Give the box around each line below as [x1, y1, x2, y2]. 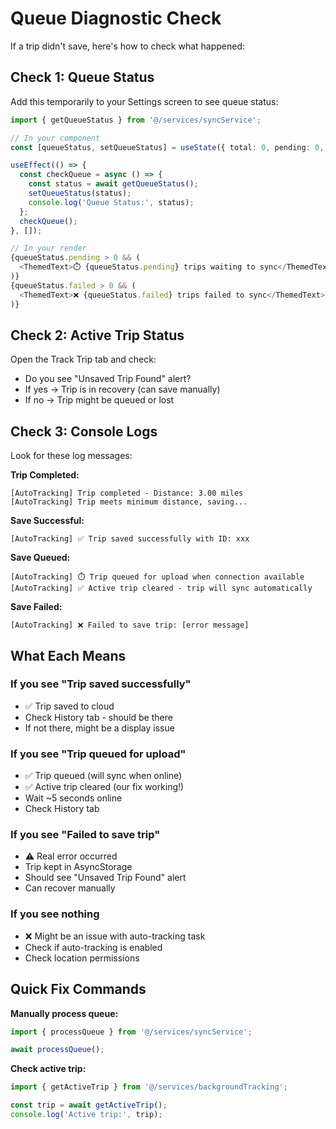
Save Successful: [10, 515, 85, 527]
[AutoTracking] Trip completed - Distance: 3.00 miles [10, 488, 244, 499]
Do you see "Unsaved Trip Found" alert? [24, 373, 192, 385]
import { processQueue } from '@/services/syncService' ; [10, 1027, 253, 1037]
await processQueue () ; [10, 1045, 105, 1055]
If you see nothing [10, 907, 100, 921]
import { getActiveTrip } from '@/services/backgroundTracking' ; [10, 1082, 288, 1092]
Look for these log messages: [10, 450, 133, 462]
